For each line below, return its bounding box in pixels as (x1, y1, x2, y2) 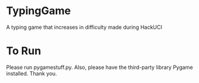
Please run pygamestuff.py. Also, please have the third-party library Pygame (6, 64, 193, 71)
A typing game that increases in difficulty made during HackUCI (6, 24, 162, 31)
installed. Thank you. (6, 69, 58, 77)
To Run (6, 44, 42, 58)
